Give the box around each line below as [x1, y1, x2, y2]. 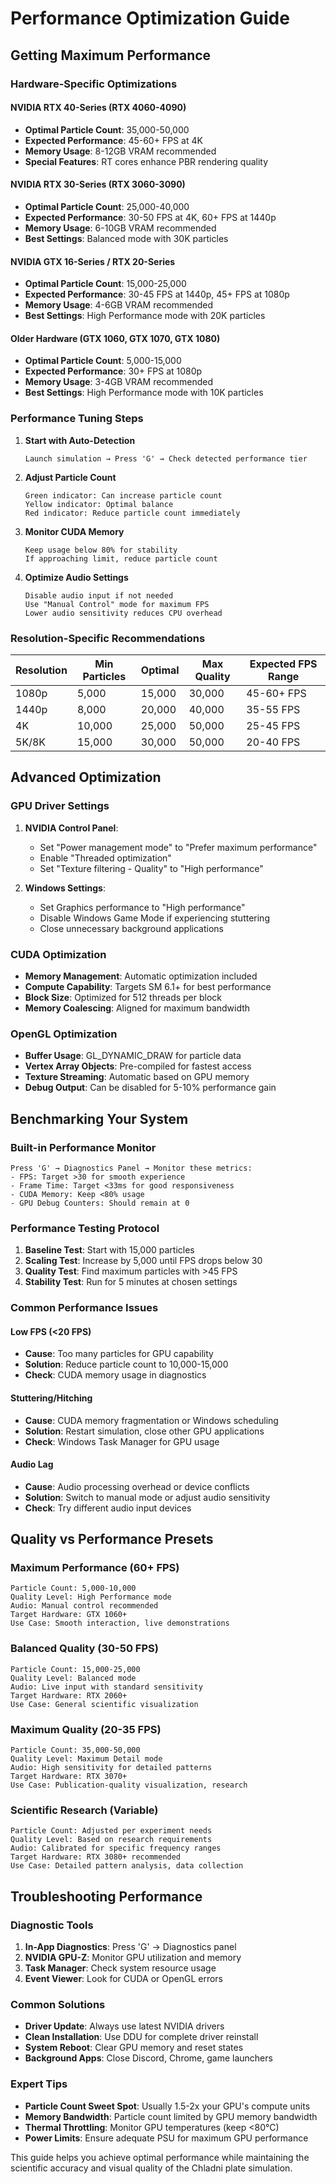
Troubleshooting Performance [10, 1888, 203, 1905]
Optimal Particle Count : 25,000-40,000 [24, 200, 190, 212]
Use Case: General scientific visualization [10, 1699, 199, 1709]
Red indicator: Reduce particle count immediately [24, 508, 241, 518]
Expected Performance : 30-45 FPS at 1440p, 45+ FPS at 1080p [24, 288, 290, 301]
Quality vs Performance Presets [10, 1531, 214, 1548]
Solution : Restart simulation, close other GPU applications [24, 1425, 265, 1437]
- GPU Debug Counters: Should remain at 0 [10, 1198, 190, 1208]
